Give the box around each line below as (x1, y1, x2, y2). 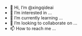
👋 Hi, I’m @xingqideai (9, 5, 54, 10)
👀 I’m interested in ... (9, 10, 52, 16)
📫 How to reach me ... (9, 26, 56, 31)
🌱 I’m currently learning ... (9, 15, 63, 20)
